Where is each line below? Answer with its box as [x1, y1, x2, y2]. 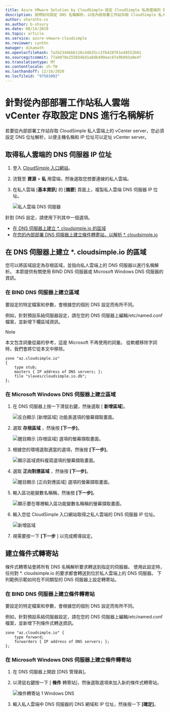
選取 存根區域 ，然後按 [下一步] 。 [12, 425, 82, 431]
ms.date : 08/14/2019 [5, 26, 49, 32]
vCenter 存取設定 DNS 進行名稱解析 [5, 110, 154, 122]
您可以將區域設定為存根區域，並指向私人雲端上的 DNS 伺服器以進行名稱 [5, 262, 155, 269]
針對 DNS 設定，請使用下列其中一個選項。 [5, 214, 93, 220]
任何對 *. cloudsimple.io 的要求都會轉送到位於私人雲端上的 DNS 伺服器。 [5, 570, 156, 576]
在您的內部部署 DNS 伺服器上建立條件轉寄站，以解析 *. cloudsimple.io [12, 231, 158, 238]
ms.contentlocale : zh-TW [5, 64, 58, 69]
